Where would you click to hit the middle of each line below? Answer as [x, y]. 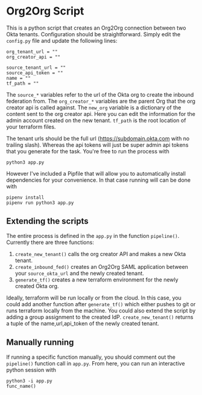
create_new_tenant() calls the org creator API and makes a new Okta [100, 254]
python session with [31, 370]
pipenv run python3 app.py [40, 203]
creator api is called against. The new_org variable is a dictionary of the [94, 108]
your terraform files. [31, 127]
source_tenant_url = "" [36, 68]
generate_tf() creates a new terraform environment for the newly [97, 280]
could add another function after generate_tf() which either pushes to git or [101, 304]
